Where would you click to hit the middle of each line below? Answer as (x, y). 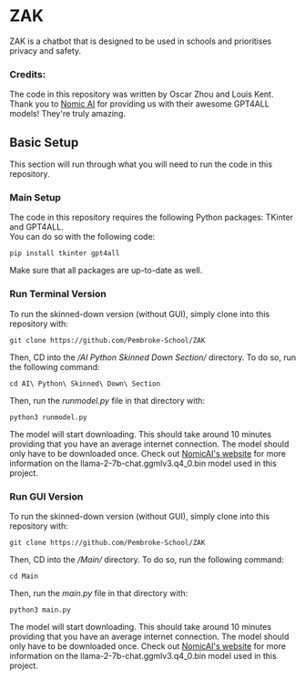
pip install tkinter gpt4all (65, 253)
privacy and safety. (46, 50)
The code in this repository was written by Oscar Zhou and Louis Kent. (142, 94)
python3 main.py (40, 610)
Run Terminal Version (58, 294)
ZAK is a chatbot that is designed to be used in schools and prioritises (141, 41)
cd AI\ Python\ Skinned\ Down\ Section (85, 384)
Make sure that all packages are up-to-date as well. (106, 271)
